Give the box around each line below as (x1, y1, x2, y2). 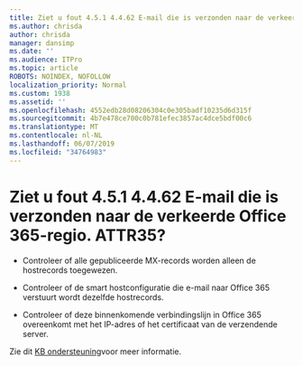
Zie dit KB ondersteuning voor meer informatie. (9, 345, 182, 357)
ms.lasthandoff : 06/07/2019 (9, 139, 115, 148)
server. (22, 328, 50, 339)
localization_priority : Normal (9, 80, 127, 89)
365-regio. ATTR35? (9, 225, 167, 245)
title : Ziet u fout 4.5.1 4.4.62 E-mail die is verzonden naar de (9, 13, 264, 23)
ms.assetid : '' (9, 97, 67, 107)
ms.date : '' (9, 47, 54, 56)
